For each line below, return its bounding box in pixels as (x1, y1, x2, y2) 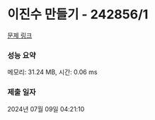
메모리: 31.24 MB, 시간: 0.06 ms (7, 68, 98, 76)
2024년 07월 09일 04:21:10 (7, 104, 85, 113)
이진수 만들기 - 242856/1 (7, 6, 149, 23)
